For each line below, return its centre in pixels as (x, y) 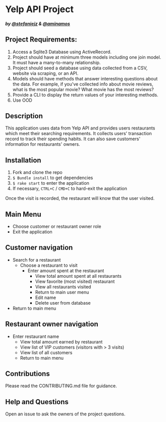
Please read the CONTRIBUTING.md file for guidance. (61, 386)
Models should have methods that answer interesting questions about (85, 78)
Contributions (27, 374)
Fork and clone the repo (37, 173)
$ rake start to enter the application (51, 183)
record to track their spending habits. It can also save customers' (73, 139)
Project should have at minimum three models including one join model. (87, 57)
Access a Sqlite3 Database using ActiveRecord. (62, 52)
